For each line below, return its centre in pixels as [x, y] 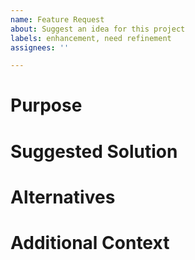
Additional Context [90, 243]
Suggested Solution [94, 151]
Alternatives [63, 197]
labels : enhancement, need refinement [91, 38]
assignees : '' [40, 47]
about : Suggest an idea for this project [98, 29]
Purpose [46, 105]
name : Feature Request [57, 19]
